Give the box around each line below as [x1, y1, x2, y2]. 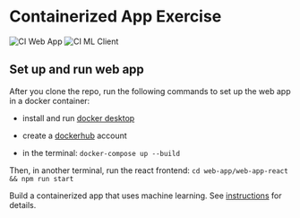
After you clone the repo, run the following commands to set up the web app [9, 85, 291, 96]
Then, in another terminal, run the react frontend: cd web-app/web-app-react [9, 164, 288, 176]
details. [9, 199, 37, 210]
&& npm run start [9, 174, 74, 183]
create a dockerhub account [21, 130, 127, 141]
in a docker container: [9, 95, 90, 106]
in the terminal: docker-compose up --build [21, 147, 181, 158]
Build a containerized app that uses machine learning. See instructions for [9, 190, 282, 201]
